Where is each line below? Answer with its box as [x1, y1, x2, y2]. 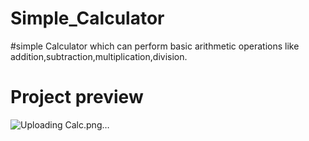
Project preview [10, 86, 144, 109]
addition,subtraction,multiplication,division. [10, 50, 188, 62]
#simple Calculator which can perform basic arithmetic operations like [10, 40, 300, 52]
